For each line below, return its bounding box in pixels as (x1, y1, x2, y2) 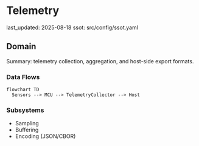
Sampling (15, 120, 40, 127)
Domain (6, 41, 37, 52)
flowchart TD (6, 86, 40, 93)
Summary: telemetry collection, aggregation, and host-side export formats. (6, 57, 194, 64)
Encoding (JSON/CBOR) (15, 133, 76, 140)
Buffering (15, 126, 39, 134)
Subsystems (6, 106, 44, 114)
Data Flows (6, 72, 40, 81)
